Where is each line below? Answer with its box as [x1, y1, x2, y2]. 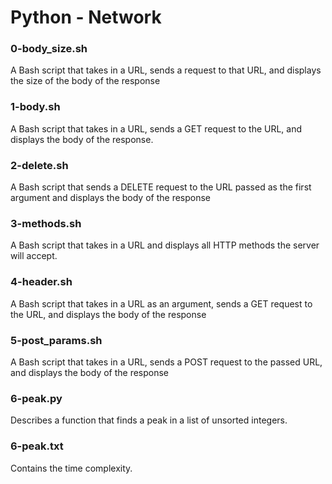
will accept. [10, 250, 58, 262]
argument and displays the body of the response [10, 192, 212, 204]
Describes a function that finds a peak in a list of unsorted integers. [10, 414, 288, 426]
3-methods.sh [10, 217, 82, 230]
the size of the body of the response [10, 75, 161, 87]
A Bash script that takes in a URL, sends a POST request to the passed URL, [10, 356, 323, 368]
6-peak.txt [10, 439, 64, 453]
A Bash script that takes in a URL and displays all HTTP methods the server [10, 239, 320, 251]
